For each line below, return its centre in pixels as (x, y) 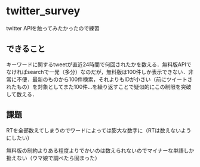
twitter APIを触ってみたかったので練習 (53, 28)
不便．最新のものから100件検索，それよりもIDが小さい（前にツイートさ (104, 79)
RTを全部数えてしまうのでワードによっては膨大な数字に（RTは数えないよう (99, 130)
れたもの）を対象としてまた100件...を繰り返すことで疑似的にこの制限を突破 (99, 86)
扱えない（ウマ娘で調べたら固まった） (53, 158)
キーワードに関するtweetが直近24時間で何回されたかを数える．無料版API (96, 64)
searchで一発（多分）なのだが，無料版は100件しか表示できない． (107, 72)
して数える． (22, 94)
